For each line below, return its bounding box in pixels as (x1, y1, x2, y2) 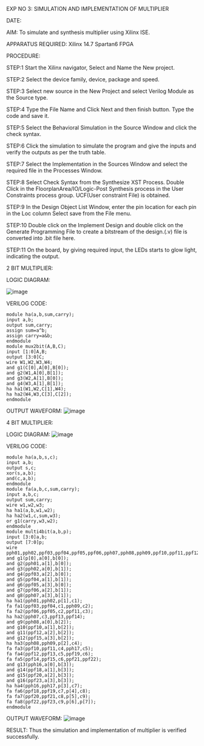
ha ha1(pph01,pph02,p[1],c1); (6, 598, 83, 604)
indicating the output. (6, 253, 60, 260)
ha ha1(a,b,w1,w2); (6, 507, 56, 513)
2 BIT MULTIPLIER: (6, 264, 53, 272)
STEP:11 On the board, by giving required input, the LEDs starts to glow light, (6, 246, 197, 253)
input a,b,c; (6, 491, 39, 498)
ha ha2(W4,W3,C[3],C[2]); (6, 391, 72, 397)
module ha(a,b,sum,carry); (6, 312, 75, 318)
